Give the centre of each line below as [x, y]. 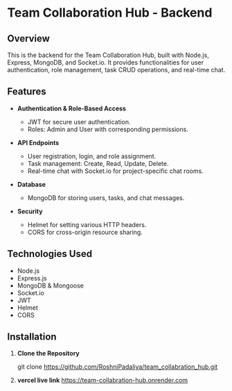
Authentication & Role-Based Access [72, 108]
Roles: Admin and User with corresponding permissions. [108, 129]
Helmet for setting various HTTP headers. [87, 224]
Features [27, 92]
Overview [29, 39]
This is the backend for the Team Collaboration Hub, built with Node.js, [108, 55]
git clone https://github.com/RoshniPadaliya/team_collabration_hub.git [117, 367]
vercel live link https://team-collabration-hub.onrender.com [102, 381]
